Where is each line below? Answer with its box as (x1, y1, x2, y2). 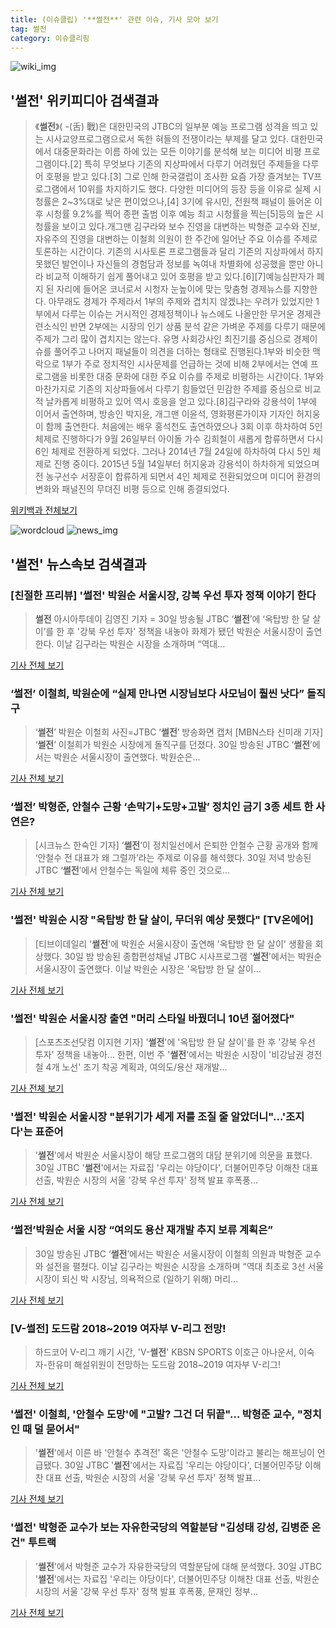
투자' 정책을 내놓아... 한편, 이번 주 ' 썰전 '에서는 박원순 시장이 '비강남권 (34, 1049, 304, 1061)
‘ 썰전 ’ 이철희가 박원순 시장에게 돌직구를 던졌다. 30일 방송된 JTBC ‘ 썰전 (34, 739, 311, 751)
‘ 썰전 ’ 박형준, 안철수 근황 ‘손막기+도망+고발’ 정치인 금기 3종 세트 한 (10, 800, 314, 814)
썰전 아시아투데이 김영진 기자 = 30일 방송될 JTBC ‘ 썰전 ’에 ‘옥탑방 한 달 (34, 612, 311, 625)
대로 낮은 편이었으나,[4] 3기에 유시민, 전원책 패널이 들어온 (86, 196, 313, 208)
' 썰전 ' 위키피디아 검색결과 (10, 92, 159, 109)
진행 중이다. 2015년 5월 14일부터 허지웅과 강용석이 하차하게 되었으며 (53, 458, 320, 470)
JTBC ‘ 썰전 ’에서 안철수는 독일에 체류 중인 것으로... (34, 864, 231, 876)
